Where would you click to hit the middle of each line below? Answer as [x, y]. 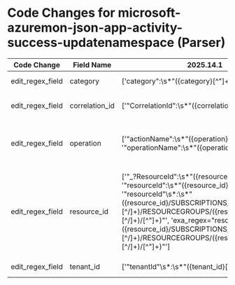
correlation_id [92, 105]
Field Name [92, 64]
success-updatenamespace [91, 43]
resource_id [89, 211]
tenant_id [85, 266]
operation [85, 143]
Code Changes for [61, 13]
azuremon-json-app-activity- [95, 28]
